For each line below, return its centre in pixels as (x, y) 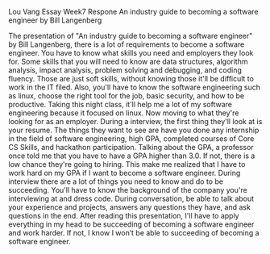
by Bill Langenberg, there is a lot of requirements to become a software (127, 44)
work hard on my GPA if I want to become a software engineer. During (125, 173)
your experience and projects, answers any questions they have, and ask (130, 207)
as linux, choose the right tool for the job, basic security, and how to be (127, 96)
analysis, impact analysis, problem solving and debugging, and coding (125, 70)
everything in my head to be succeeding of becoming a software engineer (131, 224)
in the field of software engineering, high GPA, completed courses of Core (131, 139)
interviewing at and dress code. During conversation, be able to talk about (131, 198)
